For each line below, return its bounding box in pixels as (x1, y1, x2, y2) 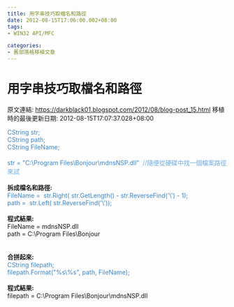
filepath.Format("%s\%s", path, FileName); (7, 268, 131, 276)
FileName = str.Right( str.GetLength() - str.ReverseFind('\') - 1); (7, 191, 189, 200)
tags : (7, 23, 23, 30)
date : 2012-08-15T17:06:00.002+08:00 (7, 17, 117, 24)
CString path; (7, 135, 46, 144)
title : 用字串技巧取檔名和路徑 (7, 10, 87, 17)
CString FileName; (7, 142, 60, 151)
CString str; (7, 128, 41, 136)
